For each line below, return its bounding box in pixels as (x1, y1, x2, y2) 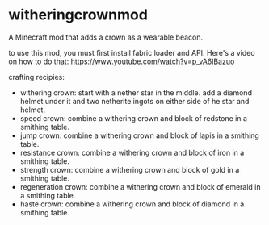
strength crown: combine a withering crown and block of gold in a (19, 165, 240, 174)
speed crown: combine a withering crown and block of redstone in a (19, 113, 248, 123)
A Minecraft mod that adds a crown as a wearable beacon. (8, 32, 204, 42)
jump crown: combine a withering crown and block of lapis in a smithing (19, 131, 260, 140)
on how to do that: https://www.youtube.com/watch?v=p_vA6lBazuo (8, 56, 235, 66)
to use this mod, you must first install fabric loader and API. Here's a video (8, 48, 256, 57)
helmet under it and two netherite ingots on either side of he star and (19, 96, 250, 106)
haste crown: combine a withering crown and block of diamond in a (19, 199, 245, 209)
